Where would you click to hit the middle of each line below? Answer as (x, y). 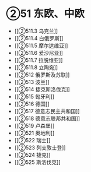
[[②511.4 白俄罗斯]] (39, 38)
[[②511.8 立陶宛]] (36, 67)
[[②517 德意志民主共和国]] (47, 111)
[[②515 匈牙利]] (34, 96)
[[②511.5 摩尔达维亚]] (41, 45)
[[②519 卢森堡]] (34, 125)
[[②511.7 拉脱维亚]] (38, 60)
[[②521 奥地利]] (34, 133)
